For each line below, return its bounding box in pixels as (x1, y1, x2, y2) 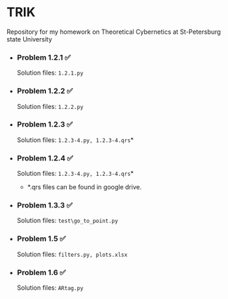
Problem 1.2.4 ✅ (16, 153, 74, 163)
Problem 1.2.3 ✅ (16, 120, 73, 129)
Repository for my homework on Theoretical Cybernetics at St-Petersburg (6, 27, 221, 36)
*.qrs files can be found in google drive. (27, 183, 142, 191)
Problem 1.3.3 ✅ (16, 201, 73, 210)
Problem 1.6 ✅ (16, 267, 66, 277)
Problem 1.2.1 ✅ (16, 52, 71, 62)
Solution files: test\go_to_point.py (16, 216, 118, 225)
